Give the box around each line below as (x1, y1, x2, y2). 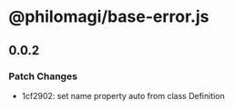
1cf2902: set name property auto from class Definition (21, 90, 225, 101)
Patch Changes (8, 70, 78, 83)
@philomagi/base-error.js (8, 6, 209, 27)
